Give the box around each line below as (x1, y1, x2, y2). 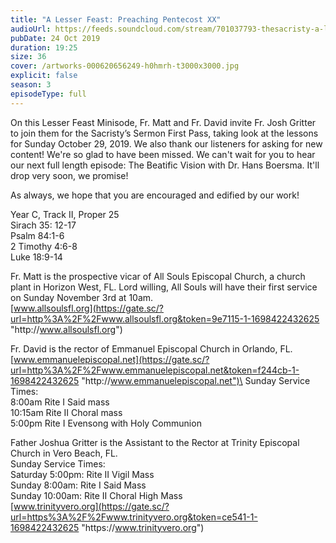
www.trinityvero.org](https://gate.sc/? (13, 500, 170, 512)
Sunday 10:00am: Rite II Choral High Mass (10, 489, 183, 501)
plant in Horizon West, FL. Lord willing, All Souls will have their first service (10, 281, 318, 293)
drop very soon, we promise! (10, 169, 129, 181)
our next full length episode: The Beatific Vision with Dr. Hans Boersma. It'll (10, 159, 320, 171)
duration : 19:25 (10, 42, 78, 53)
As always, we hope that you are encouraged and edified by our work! (10, 189, 300, 201)
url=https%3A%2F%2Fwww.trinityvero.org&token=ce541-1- (10, 511, 258, 523)
